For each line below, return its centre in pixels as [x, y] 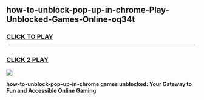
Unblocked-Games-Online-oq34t [71, 20]
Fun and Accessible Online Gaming [51, 90]
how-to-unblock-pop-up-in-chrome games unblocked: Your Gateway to [99, 84]
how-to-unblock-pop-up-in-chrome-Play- [88, 10]
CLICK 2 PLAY [27, 59]
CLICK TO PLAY [30, 37]
